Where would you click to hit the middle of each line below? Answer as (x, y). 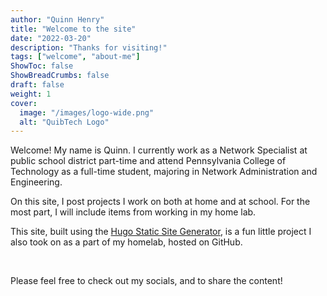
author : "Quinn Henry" (57, 19)
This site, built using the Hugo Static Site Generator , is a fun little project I (161, 232)
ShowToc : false (42, 66)
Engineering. (36, 182)
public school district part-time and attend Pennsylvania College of (148, 161)
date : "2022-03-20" (51, 38)
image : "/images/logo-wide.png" (87, 112)
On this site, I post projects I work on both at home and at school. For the (160, 202)
